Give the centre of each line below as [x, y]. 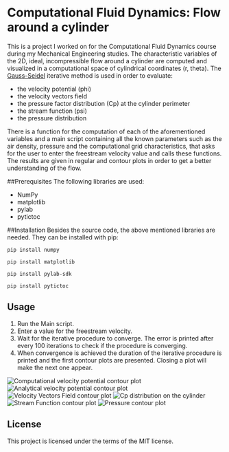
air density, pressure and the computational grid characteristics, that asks [111, 146]
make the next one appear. [55, 367]
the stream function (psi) [52, 111]
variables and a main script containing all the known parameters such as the [114, 138]
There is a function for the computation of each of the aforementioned [106, 131]
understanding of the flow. [45, 168]
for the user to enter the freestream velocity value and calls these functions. [114, 153]
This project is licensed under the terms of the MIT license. [90, 441]
